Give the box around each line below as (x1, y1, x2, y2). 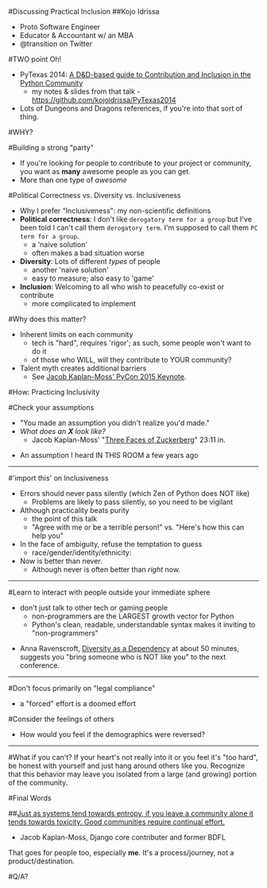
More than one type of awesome (19, 175, 127, 184)
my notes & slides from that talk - (31, 87, 141, 96)
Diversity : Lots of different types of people (19, 257, 161, 266)
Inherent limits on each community (19, 330, 133, 339)
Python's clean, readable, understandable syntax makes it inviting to (31, 620, 256, 629)
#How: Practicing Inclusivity (8, 387, 100, 397)
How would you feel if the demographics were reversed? (19, 730, 206, 739)
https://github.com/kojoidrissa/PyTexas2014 (31, 95, 176, 104)
